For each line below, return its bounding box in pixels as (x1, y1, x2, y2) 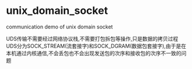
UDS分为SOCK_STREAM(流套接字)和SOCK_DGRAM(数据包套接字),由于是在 (6, 42, 187, 49)
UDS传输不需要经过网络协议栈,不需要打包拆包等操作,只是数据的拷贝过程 (6, 35, 179, 42)
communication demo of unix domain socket (6, 23, 113, 30)
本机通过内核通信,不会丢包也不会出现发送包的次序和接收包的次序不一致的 (6, 49, 182, 56)
